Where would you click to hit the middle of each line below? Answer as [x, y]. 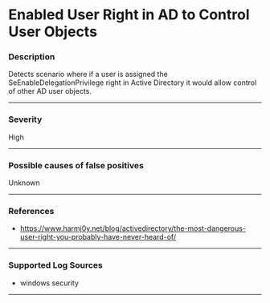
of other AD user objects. [50, 91]
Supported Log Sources [55, 265]
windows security [49, 283]
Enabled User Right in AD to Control [129, 15]
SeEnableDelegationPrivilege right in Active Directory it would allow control [133, 83]
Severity [25, 119]
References [31, 211]
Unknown [24, 183]
